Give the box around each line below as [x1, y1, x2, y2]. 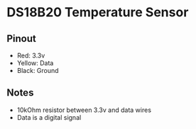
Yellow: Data [16, 59, 54, 67]
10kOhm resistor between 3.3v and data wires [16, 106, 152, 114]
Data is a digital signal [16, 113, 82, 121]
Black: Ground [16, 67, 59, 74]
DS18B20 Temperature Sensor [6, 4, 189, 21]
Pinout [6, 33, 37, 45]
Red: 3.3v [16, 51, 45, 60]
